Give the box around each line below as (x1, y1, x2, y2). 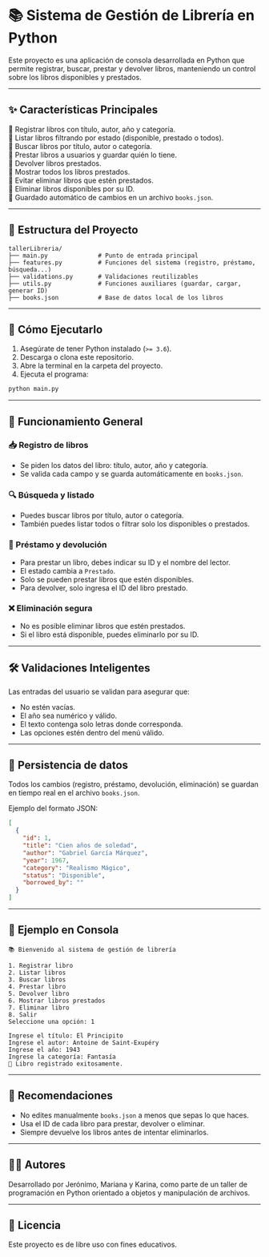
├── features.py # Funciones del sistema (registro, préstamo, (8, 258, 256, 267)
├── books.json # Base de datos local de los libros (8, 293, 224, 301)
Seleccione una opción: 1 (8, 1017, 94, 1025)
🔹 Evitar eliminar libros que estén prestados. (8, 175, 154, 185)
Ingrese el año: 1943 (8, 1045, 81, 1054)
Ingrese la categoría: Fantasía (8, 1053, 116, 1061)
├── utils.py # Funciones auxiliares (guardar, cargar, (8, 280, 242, 288)
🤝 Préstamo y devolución (8, 539, 107, 550)
